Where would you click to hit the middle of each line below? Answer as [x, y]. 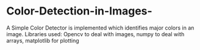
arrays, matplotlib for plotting [43, 40]
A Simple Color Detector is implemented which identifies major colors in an [100, 28]
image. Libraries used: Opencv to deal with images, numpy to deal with [95, 34]
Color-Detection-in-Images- [79, 11]
